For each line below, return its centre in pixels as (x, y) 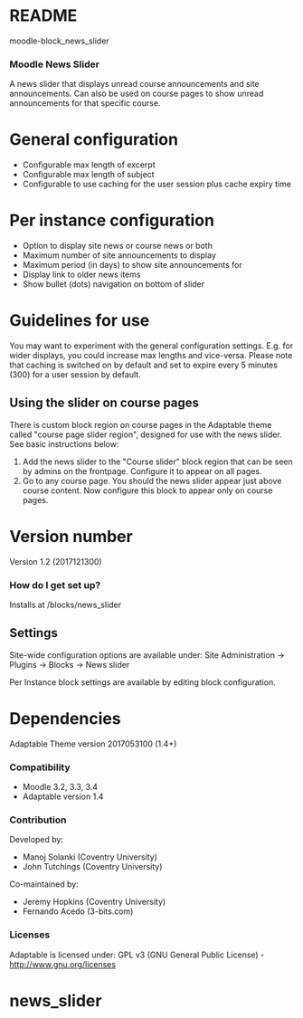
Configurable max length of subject (89, 175)
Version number (71, 537)
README (43, 16)
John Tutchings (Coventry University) (92, 867)
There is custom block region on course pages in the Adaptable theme (141, 424)
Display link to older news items (81, 275)
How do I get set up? (55, 585)
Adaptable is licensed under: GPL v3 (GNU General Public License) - (137, 955)
